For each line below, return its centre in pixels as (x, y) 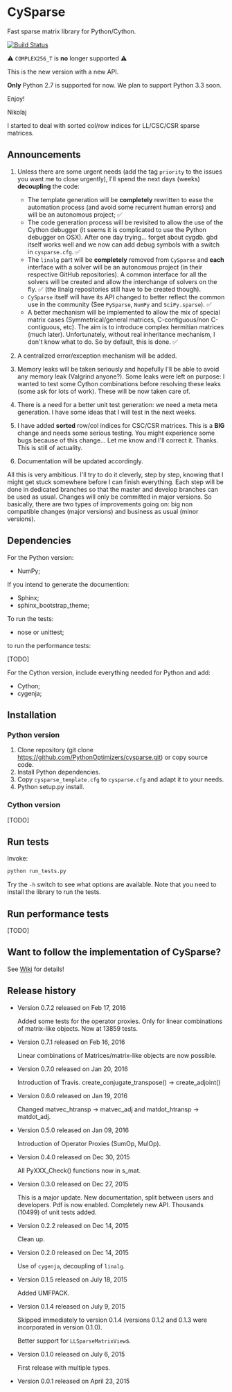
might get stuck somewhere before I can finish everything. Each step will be (115, 482)
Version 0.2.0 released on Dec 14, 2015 (73, 1252)
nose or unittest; (41, 632)
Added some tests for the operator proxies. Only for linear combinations (120, 1021)
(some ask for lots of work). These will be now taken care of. (104, 391)
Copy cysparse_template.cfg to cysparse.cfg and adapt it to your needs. (121, 779)
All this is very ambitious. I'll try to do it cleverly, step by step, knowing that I (115, 474)
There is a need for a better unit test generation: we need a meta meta (117, 404)
